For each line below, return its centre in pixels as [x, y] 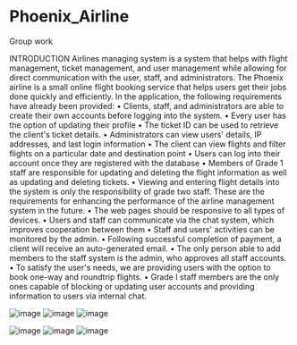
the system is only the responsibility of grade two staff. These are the [137, 191]
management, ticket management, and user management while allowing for [148, 68]
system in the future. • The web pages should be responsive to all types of [147, 210]
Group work [31, 41]
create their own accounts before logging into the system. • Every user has [148, 115]
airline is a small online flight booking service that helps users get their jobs [148, 87]
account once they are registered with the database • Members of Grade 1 [146, 163]
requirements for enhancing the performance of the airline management [142, 201]
